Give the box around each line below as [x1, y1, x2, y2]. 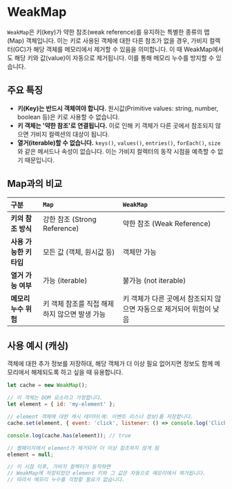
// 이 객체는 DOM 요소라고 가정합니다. [7, 395, 103, 401]
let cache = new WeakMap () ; [7, 382, 88, 389]
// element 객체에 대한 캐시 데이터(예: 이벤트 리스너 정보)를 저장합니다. [7, 413, 193, 420]
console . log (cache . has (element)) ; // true [7, 432, 131, 439]
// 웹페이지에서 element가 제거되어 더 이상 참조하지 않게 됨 [7, 444, 159, 452]
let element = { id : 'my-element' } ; [7, 401, 116, 408]
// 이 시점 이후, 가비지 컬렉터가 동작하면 [7, 463, 111, 470]
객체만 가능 [122, 247, 157, 257]
